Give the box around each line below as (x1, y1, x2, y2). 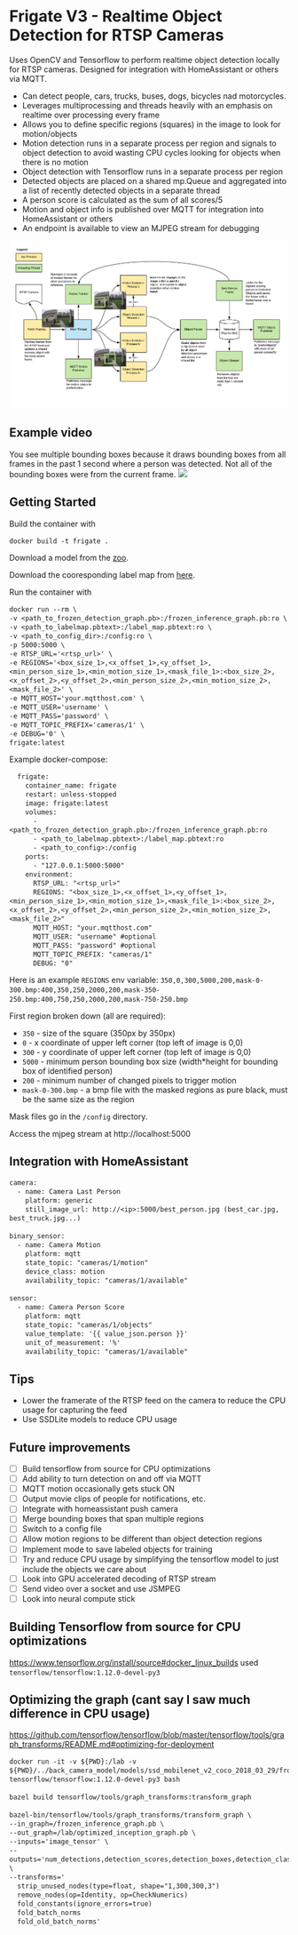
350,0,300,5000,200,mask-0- (160, 976, 264, 985)
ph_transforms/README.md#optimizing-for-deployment (9, 1739, 215, 1750)
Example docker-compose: (9, 754, 108, 764)
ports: (25, 852, 50, 861)
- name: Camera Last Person (17, 1187, 122, 1196)
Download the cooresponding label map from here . (9, 569, 196, 580)
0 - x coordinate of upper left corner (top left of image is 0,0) (21, 1037, 244, 1048)
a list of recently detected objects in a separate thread (21, 185, 220, 196)
